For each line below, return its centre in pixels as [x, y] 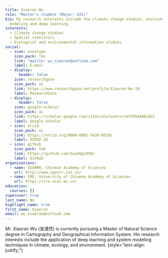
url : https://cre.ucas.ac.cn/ [46, 182]
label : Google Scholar [38, 121]
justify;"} [14, 251]
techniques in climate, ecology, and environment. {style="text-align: [75, 245]
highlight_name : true [28, 205]
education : [16, 186]
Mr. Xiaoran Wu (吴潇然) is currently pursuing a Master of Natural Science [81, 229]
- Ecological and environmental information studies [66, 42]
